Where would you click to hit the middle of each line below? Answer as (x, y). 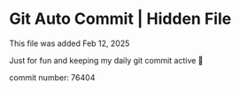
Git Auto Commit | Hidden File (120, 19)
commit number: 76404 (52, 77)
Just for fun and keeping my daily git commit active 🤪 (106, 60)
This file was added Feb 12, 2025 (70, 43)
